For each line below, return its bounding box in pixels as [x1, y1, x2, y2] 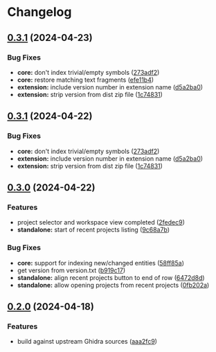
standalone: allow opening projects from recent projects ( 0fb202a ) [17, 281, 210, 289]
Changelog [7, 4, 72, 20]
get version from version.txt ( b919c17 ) [17, 266, 126, 274]
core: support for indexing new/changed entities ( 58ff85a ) [17, 258, 185, 267]
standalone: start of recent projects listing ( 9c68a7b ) [17, 226, 170, 234]
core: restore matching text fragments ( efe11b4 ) [17, 76, 154, 84]
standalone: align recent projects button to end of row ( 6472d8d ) [17, 273, 206, 281]
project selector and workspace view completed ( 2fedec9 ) [17, 218, 186, 227]
